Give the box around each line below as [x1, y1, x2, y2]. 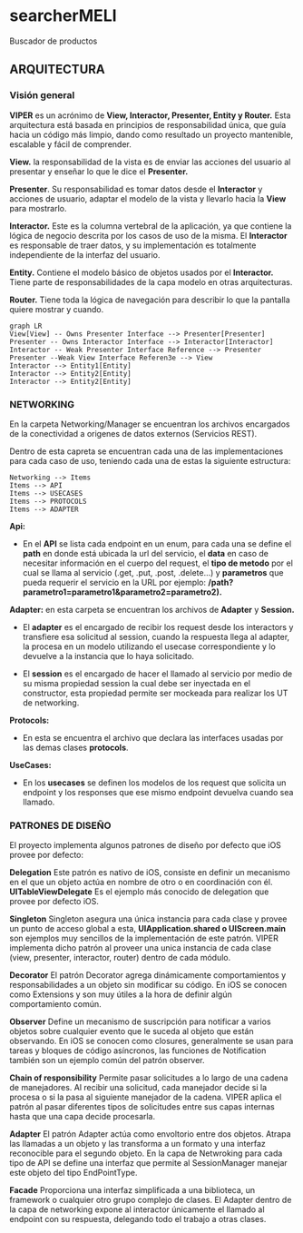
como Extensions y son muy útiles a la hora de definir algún [9, 989, 233, 1000]
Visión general [9, 89, 75, 102]
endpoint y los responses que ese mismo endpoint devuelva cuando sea [22, 786, 294, 797]
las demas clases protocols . [22, 742, 129, 753]
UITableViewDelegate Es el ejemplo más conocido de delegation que [9, 886, 269, 897]
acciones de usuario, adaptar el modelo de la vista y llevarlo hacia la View [9, 192, 287, 204]
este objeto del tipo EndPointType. [9, 1168, 138, 1179]
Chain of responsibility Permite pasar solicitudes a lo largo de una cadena [9, 1072, 288, 1083]
